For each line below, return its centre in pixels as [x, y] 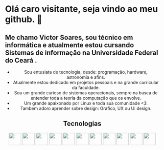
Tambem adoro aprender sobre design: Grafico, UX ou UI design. [86, 108]
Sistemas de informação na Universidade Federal [82, 53]
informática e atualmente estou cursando [70, 45]
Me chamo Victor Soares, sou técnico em [69, 37]
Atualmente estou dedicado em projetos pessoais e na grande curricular [86, 82]
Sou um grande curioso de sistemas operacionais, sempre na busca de [86, 93]
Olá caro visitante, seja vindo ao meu [82, 9]
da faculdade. [86, 87]
